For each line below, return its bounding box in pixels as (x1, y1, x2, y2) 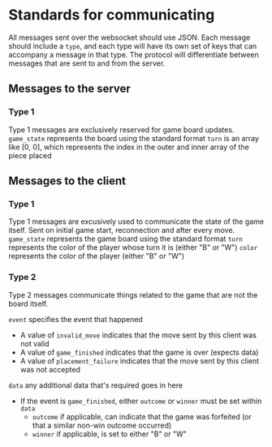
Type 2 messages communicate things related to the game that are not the (8, 290, 258, 299)
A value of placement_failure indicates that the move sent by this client (19, 355, 260, 366)
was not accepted (19, 364, 81, 374)
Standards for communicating (8, 6, 215, 24)
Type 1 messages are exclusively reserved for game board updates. (8, 124, 235, 135)
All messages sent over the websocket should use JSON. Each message (8, 32, 251, 42)
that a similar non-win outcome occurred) (32, 420, 172, 430)
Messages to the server (8, 82, 132, 96)
